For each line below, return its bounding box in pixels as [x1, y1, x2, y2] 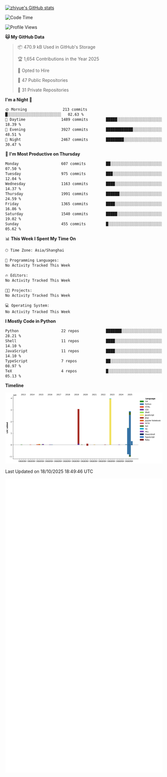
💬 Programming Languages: [5, 258, 59, 263]
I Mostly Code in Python [5, 318, 56, 324]
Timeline [5, 382, 24, 388]
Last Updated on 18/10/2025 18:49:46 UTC [5, 468, 93, 474]
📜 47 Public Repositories [17, 77, 68, 83]
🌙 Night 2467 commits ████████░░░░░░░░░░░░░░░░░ [5, 137, 162, 142]
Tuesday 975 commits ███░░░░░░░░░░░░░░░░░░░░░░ [5, 171, 162, 176]
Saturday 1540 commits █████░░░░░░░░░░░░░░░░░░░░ [5, 211, 162, 216]
